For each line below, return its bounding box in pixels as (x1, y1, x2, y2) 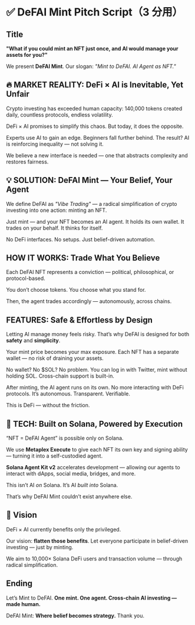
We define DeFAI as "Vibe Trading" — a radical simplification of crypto (6, 200, 178, 207)
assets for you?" (6, 51, 48, 58)
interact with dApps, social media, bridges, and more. (6, 470, 136, 477)
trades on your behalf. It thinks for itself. (6, 224, 103, 231)
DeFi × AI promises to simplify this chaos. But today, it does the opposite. (6, 123, 184, 130)
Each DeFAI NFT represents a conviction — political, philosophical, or (6, 269, 174, 276)
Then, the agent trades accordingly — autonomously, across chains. (6, 298, 172, 305)
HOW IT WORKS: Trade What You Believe (6, 253, 160, 263)
